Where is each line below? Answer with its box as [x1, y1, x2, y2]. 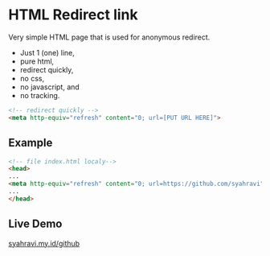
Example [8, 136, 53, 150]
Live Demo [8, 217, 63, 231]
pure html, [19, 56, 55, 66]
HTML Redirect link [8, 6, 138, 24]
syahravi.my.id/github [8, 238, 80, 248]
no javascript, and [19, 82, 80, 92]
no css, [19, 73, 45, 83]
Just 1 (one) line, [19, 47, 75, 57]
